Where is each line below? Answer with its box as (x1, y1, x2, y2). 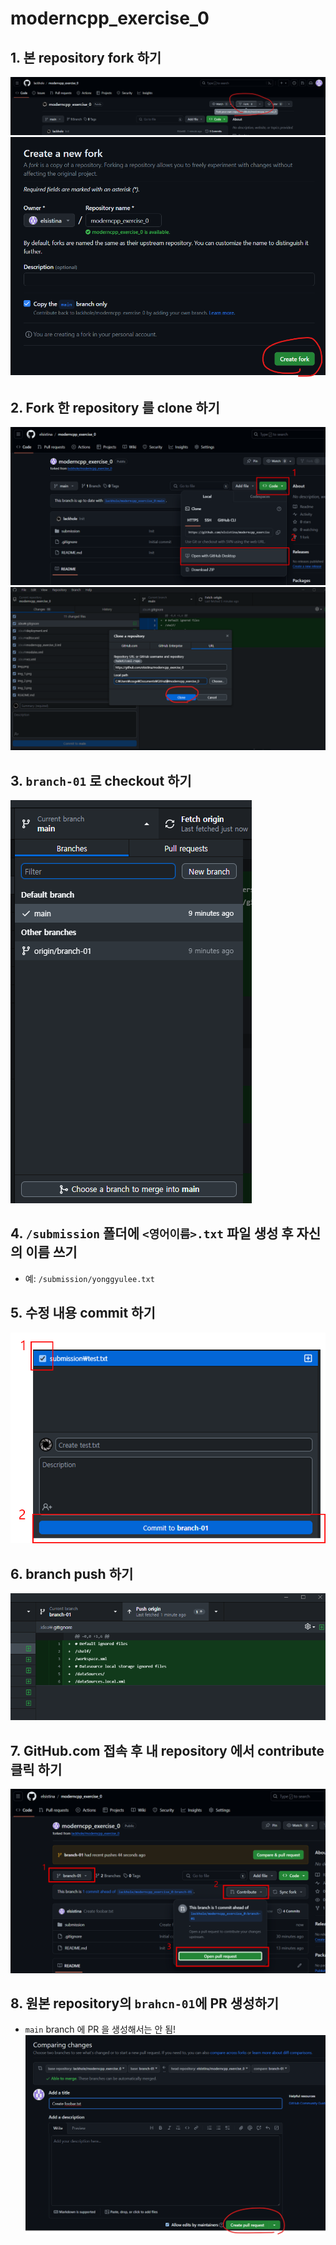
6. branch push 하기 (10, 1565, 134, 1582)
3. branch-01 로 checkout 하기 (10, 772, 192, 789)
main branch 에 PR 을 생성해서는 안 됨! (24, 2023, 177, 2036)
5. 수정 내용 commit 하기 (10, 1305, 156, 1322)
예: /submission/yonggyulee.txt (24, 1272, 155, 1284)
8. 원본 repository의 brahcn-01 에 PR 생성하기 (10, 1995, 280, 2012)
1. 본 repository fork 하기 (10, 49, 162, 66)
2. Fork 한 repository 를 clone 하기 (10, 399, 220, 416)
